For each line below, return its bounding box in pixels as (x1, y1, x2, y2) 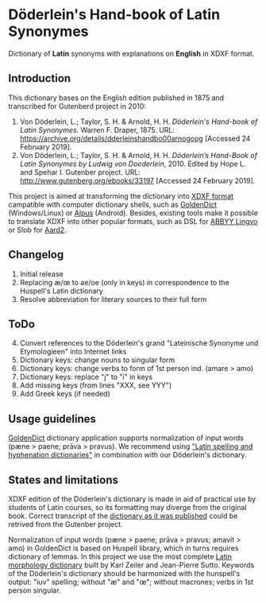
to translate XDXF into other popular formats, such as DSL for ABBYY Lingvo (8, 216, 258, 226)
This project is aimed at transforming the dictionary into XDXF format (8, 191, 234, 200)
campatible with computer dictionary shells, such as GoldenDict (8, 199, 217, 209)
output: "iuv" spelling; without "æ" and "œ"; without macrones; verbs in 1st (8, 578, 254, 586)
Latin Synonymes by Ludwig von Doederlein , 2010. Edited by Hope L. (19, 159, 246, 168)
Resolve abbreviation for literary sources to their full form (19, 294, 207, 303)
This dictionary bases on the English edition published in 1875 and (8, 93, 225, 102)
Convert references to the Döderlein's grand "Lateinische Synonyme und (19, 338, 259, 348)
